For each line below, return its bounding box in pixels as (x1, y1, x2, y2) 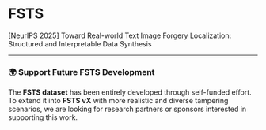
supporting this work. (8, 113, 78, 122)
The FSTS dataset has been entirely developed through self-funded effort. (8, 87, 252, 97)
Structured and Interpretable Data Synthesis (8, 39, 152, 48)
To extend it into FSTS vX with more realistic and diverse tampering (8, 96, 229, 106)
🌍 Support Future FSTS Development (8, 66, 155, 77)
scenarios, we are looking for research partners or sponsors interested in (8, 104, 247, 114)
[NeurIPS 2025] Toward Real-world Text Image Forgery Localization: (8, 31, 232, 40)
